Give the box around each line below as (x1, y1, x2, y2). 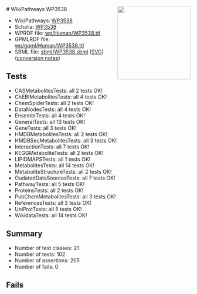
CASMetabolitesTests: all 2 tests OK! (14, 87, 103, 94)
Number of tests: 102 (14, 251, 66, 258)
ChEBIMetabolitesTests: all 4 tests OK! (14, 93, 107, 100)
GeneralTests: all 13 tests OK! (14, 118, 86, 125)
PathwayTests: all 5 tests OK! (14, 180, 85, 187)
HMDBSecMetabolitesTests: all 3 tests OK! (14, 137, 117, 144)
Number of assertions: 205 (14, 256, 80, 263)
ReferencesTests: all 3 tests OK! (14, 199, 92, 206)
